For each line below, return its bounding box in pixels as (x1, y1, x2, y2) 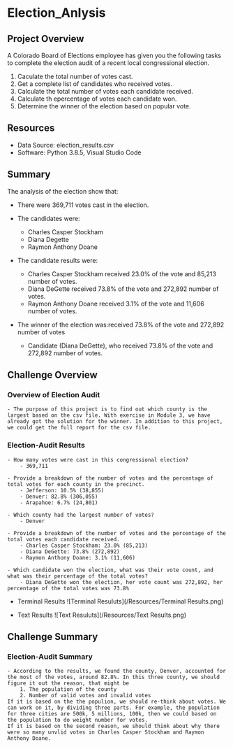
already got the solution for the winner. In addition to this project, (7, 418, 223, 425)
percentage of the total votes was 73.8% (7, 585, 130, 592)
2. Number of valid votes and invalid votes (20, 692, 151, 699)
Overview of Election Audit (7, 390, 100, 399)
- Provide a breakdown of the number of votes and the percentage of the (7, 529, 227, 536)
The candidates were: (17, 214, 80, 222)
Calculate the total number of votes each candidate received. (17, 87, 193, 95)
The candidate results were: (17, 256, 98, 264)
